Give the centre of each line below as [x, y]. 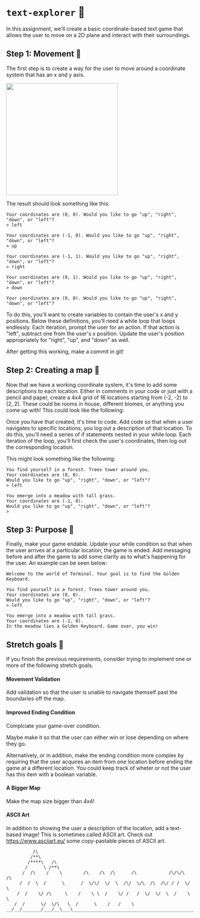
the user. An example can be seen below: [57, 563]
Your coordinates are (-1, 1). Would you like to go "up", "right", [93, 256]
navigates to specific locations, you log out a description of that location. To [99, 428]
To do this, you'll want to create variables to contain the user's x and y [92, 314]
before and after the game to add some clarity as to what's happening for [96, 557]
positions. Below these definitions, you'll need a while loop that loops [91, 321]
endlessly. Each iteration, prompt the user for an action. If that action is [93, 327]
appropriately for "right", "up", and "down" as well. [68, 339]
